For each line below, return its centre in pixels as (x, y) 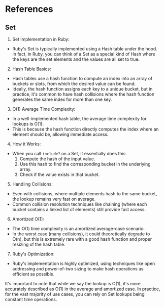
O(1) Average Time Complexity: (44, 109)
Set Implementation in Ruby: (41, 39)
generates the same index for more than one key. (62, 99)
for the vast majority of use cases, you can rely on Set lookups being (75, 294)
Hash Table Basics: (32, 69)
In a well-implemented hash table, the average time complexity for (79, 119)
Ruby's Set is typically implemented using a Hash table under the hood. (85, 49)
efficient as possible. (33, 274)
